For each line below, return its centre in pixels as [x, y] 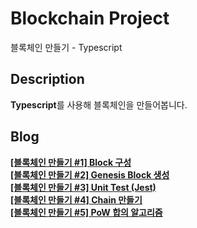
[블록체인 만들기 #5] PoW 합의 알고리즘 [86, 212]
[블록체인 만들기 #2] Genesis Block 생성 [90, 174]
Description [47, 79]
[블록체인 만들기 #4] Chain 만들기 [76, 199]
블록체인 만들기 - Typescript [66, 47]
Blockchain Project [90, 18]
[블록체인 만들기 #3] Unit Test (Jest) [83, 187]
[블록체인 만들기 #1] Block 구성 [71, 162]
